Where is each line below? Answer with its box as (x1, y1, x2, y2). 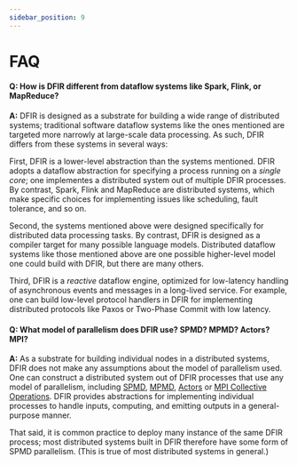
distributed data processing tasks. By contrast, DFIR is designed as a (9, 230, 261, 241)
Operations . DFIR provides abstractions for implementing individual (9, 391, 254, 402)
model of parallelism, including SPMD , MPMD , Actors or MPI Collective (9, 381, 268, 392)
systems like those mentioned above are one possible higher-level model (9, 249, 277, 260)
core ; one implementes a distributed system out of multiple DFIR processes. (9, 175, 286, 186)
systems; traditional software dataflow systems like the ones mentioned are (9, 120, 285, 131)
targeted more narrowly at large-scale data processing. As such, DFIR (9, 130, 264, 140)
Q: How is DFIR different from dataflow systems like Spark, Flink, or (9, 81, 262, 92)
